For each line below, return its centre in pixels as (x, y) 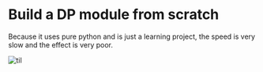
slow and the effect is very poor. (60, 44)
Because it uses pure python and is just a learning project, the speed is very (131, 36)
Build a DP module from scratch (114, 15)
